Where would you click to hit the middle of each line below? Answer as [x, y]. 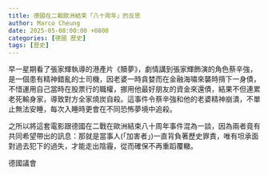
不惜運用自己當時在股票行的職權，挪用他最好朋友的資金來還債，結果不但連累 [134, 89]
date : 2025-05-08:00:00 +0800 [59, 30]
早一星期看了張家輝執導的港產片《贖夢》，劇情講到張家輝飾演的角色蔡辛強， [133, 70]
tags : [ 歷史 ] [29, 46]
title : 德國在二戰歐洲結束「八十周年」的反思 [75, 16]
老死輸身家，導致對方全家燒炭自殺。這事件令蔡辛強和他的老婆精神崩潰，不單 [134, 99]
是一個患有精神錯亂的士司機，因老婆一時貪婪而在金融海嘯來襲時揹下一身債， [134, 79]
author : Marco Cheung [44, 23]
